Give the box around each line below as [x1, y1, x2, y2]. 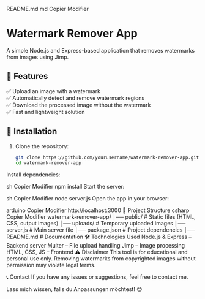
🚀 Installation [6, 126, 58, 137]
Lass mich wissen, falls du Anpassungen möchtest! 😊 [6, 286, 143, 293]
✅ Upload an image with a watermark [6, 87, 101, 94]
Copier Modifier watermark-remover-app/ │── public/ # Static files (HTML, [6, 213, 196, 221]
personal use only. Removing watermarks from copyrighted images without [6, 255, 196, 262]
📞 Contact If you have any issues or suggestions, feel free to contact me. [6, 273, 188, 281]
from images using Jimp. [6, 53, 69, 61]
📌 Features [6, 71, 48, 81]
